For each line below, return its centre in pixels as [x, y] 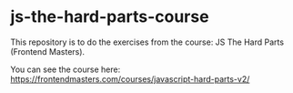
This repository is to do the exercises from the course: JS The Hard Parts [147, 42]
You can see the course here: [66, 69]
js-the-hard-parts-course [110, 17]
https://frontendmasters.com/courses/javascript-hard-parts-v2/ [130, 78]
